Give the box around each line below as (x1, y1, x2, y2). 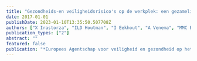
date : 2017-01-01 (6, 14, 49, 20)
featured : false (6, 41, 46, 47)
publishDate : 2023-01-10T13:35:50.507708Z (6, 19, 111, 25)
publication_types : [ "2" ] (6, 30, 69, 36)
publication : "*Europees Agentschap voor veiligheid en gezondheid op (6, 46, 182, 52)
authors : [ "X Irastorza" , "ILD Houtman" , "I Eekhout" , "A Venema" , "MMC (6, 24, 188, 31)
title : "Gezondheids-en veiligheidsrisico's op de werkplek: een (6, 8, 169, 15)
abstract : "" (6, 35, 38, 41)
